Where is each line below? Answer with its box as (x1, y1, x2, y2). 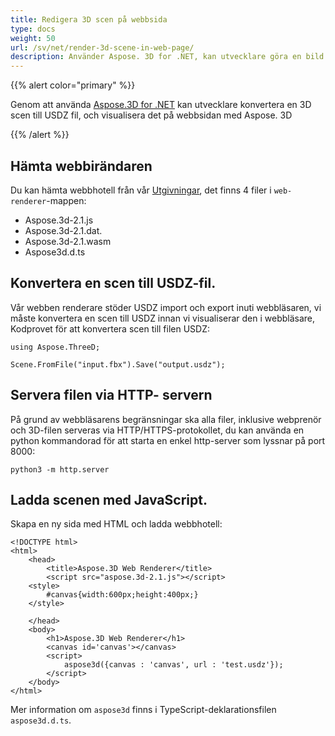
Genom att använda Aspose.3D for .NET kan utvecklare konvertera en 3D (10, 99, 312, 111)
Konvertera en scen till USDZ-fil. (10, 275, 217, 292)
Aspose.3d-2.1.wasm (24, 235, 112, 247)
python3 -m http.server (10, 464, 110, 475)
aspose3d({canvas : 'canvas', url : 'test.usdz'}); (63, 660, 284, 670)
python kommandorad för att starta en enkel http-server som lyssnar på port (10, 434, 326, 446)
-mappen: (46, 194, 87, 206)
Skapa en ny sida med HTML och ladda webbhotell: (10, 518, 223, 530)
